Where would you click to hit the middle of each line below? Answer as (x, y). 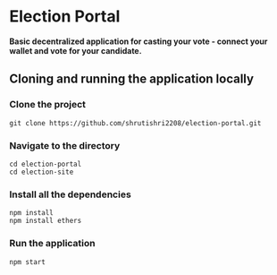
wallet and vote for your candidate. (76, 50)
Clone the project (48, 105)
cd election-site (42, 172)
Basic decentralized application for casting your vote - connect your (138, 41)
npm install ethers (46, 221)
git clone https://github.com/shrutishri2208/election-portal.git (135, 123)
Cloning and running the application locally (132, 79)
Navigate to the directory (65, 145)
